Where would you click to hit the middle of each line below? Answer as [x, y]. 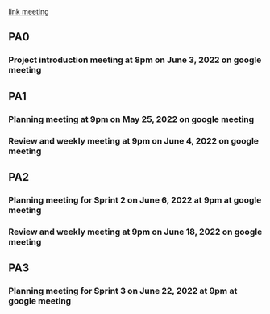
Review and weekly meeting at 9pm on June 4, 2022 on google [134, 140]
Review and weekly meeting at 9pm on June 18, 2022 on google [135, 232]
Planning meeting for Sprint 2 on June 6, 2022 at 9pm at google [135, 199]
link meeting [29, 12]
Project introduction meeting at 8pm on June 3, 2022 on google [135, 60]
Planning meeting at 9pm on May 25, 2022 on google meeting [131, 119]
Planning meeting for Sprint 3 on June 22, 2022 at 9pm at [123, 291]
